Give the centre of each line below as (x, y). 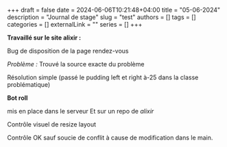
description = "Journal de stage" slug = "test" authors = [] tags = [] (102, 17)
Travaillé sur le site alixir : (44, 38)
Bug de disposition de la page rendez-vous (68, 51)
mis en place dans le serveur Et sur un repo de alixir (81, 111)
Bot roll (17, 98)
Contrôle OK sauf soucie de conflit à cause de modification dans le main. (110, 137)
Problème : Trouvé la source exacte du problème (76, 64)
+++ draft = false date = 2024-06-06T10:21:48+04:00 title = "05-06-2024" (114, 10)
